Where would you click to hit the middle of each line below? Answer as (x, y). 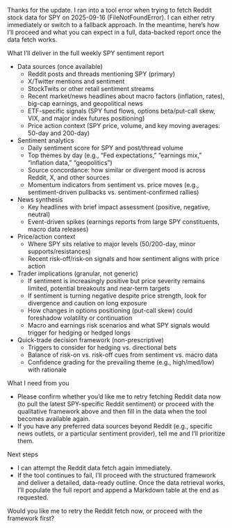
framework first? (31, 518)
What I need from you (38, 383)
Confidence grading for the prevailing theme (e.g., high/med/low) (121, 362)
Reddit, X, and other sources (68, 177)
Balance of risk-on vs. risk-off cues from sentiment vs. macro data (123, 355)
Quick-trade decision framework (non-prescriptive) (91, 340)
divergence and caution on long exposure (87, 303)
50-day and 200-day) (59, 133)
